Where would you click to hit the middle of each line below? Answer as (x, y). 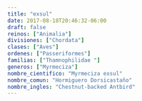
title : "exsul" (30, 14)
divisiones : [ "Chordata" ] (46, 41)
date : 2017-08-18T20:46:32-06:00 (57, 21)
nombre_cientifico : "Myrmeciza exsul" (65, 73)
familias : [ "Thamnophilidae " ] (54, 60)
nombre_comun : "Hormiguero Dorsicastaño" (70, 80)
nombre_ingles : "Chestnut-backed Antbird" (71, 87)
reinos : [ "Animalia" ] (40, 34)
